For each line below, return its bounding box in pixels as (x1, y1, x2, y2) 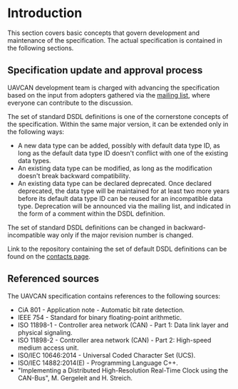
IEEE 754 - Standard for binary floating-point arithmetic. (17, 313, 182, 321)
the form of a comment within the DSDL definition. (17, 209, 165, 218)
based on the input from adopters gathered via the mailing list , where (7, 90, 210, 99)
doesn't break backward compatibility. (17, 171, 130, 180)
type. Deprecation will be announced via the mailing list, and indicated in (17, 202, 231, 210)
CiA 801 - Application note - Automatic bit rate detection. (17, 305, 185, 314)
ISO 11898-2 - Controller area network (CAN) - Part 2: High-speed (17, 336, 212, 344)
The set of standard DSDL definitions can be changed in (7, 223, 172, 232)
